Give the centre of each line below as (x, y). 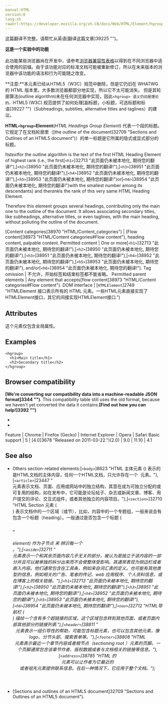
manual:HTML (17, 10)
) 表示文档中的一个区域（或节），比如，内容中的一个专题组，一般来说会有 (87, 511)
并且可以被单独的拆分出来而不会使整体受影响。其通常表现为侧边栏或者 (89, 562)
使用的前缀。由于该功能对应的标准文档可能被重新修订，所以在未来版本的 (84, 67)
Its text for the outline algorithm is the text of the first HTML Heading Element (83, 154)
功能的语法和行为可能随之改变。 (55, 73)
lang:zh (13, 19)
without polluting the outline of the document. (52, 222)
